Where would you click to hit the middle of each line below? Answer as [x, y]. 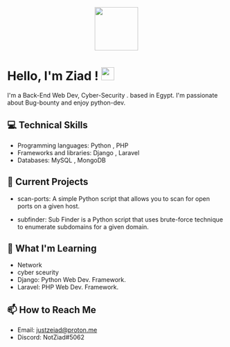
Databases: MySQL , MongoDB [61, 160]
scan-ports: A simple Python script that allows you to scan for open [113, 198]
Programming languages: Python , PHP [73, 145]
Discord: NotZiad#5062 [51, 337]
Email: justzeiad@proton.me [57, 330]
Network [30, 265]
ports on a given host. [48, 206]
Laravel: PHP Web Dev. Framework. [68, 287]
